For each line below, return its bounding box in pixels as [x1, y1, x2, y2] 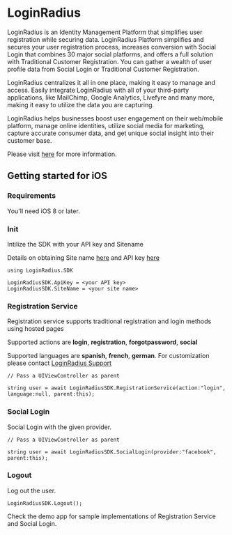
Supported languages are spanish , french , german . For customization [7, 352, 210, 360]
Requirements [7, 191, 56, 201]
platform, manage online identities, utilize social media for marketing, [7, 121, 206, 130]
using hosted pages [7, 325, 64, 333]
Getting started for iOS [7, 170, 108, 182]
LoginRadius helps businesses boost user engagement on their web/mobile [7, 114, 224, 123]
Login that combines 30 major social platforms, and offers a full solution [7, 50, 214, 59]
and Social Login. [7, 519, 57, 527]
